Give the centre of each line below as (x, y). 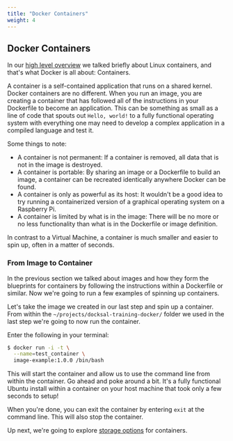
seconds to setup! (33, 396)
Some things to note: (37, 144)
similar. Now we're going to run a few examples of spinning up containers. (113, 293)
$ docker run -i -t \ (39, 348)
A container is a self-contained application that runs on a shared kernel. (110, 86)
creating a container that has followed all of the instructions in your (103, 101)
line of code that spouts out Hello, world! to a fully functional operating (111, 116)
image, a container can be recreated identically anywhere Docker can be (121, 180)
